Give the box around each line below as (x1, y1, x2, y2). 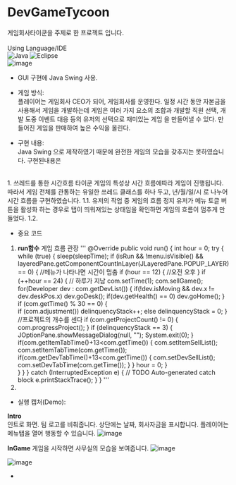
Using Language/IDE (7, 44, 67, 52)
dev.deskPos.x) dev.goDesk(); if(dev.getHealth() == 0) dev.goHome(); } (17, 292, 225, 300)
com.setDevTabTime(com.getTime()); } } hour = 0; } (17, 360, 168, 369)
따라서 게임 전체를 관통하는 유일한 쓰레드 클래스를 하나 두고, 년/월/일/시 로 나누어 (7, 188, 228, 196)
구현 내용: (17, 138, 44, 147)
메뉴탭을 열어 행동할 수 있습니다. (7, 429, 97, 437)
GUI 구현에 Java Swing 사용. (17, 73, 98, 82)
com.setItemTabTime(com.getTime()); (17, 345, 128, 354)
